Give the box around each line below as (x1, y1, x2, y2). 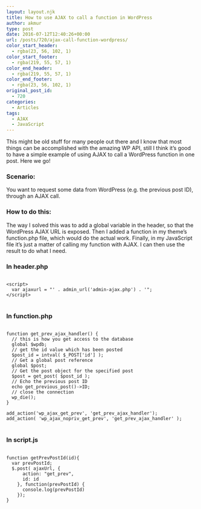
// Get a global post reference (11, 358, 94, 364)
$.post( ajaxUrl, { (11, 465, 61, 471)
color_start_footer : (6, 54, 59, 60)
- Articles (11, 104, 39, 111)
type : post (6, 25, 34, 32)
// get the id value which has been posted (11, 347, 123, 353)
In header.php (6, 262, 48, 271)
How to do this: (6, 208, 52, 216)
